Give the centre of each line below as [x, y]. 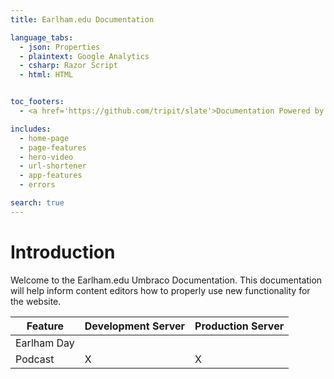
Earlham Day [45, 343]
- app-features [51, 176]
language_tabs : [42, 37]
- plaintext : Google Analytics [84, 56]
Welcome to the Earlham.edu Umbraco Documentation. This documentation [166, 280]
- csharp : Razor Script [68, 66]
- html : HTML [46, 75]
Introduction [63, 252]
